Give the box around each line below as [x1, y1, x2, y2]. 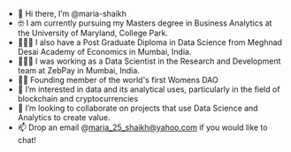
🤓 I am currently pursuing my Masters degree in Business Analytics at [17, 18, 272, 28]
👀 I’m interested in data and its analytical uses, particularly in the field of [17, 84, 280, 95]
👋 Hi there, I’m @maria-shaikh [17, 9, 126, 19]
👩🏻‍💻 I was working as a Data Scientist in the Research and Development [17, 56, 281, 66]
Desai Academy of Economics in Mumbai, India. [17, 47, 192, 57]
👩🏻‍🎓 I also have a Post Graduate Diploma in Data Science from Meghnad [17, 37, 283, 48]
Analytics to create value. [17, 112, 111, 123]
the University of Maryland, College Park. [17, 27, 169, 38]
